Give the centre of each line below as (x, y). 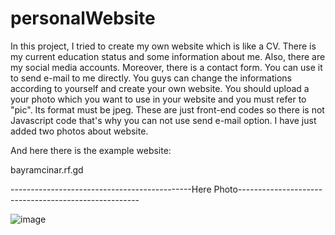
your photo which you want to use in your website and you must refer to (158, 99)
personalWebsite (83, 18)
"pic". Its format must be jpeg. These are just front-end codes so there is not (167, 109)
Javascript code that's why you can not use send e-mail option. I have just (163, 120)
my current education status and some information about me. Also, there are (168, 56)
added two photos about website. (79, 131)
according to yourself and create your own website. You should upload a (160, 88)
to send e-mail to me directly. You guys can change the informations (151, 78)
